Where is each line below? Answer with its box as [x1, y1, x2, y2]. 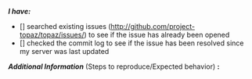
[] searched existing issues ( [19, 22, 111, 31]
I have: [8, 7, 31, 16]
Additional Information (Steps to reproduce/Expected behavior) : [8, 62, 220, 71]
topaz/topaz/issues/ [19, 31, 85, 39]
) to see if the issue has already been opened [84, 31, 230, 39]
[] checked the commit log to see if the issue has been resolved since [19, 38, 244, 48]
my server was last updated [19, 47, 110, 56]
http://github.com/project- [110, 22, 196, 31]
